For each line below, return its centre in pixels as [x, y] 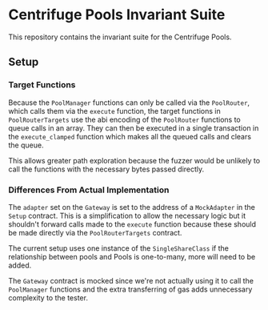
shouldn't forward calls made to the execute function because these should [132, 224]
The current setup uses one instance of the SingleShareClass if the [119, 248]
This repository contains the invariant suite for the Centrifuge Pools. [120, 37]
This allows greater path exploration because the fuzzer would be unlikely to [134, 160]
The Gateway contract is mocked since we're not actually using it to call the [131, 280]
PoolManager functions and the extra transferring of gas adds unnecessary [130, 289]
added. [20, 265]
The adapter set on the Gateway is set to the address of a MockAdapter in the [132, 207]
